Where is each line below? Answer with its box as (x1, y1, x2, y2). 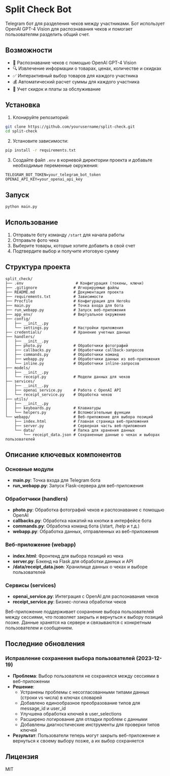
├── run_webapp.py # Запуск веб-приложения (5, 307, 126, 313)
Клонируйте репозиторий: (12, 114, 70, 120)
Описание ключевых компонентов (5, 450, 122, 459)
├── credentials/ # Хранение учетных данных (5, 329, 130, 335)
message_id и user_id (20, 705, 66, 711)
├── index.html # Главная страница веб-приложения (14, 419, 149, 424)
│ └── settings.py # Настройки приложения (5, 325, 124, 330)
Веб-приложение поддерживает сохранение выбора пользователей (5, 608, 154, 615)
